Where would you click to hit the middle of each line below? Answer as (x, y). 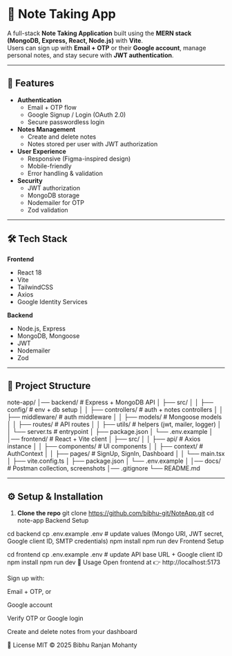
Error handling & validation (65, 173)
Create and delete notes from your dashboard (72, 632)
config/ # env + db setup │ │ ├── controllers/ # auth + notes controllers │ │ (115, 410)
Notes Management (46, 129)
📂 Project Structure (49, 386)
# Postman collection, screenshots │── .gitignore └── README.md (104, 468)
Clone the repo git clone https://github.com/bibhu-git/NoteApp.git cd (115, 513)
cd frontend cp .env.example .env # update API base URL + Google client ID (115, 555)
